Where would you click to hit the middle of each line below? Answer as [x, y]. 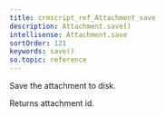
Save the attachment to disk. [63, 86]
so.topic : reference [49, 60]
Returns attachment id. [52, 103]
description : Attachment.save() [70, 26]
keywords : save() [42, 52]
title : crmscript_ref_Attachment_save [82, 18]
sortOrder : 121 [38, 43]
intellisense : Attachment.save [68, 34]
